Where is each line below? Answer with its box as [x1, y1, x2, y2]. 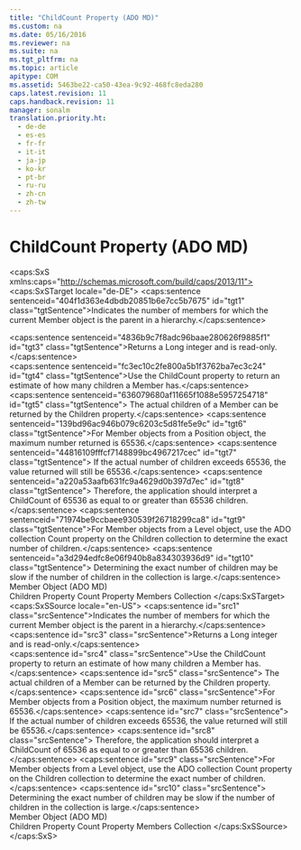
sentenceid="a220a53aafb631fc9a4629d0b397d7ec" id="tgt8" [9, 476, 245, 486]
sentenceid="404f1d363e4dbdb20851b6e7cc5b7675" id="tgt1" [9, 295, 245, 306]
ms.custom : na [9, 22, 63, 31]
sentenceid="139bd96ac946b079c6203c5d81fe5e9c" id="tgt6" [9, 418, 247, 429]
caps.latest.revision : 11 [9, 88, 106, 97]
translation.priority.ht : [9, 114, 106, 123]
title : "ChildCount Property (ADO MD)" [9, 13, 160, 23]
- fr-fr [17, 139, 47, 148]
